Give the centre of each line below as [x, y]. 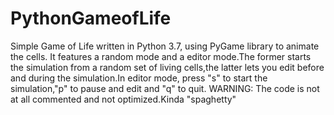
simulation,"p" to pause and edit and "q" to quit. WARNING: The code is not [165, 88]
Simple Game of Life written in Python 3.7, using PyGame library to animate [165, 46]
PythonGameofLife [91, 18]
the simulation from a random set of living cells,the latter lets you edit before [167, 67]
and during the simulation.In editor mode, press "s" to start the [139, 78]
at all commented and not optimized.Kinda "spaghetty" [123, 99]
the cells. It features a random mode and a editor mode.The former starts [161, 56]
